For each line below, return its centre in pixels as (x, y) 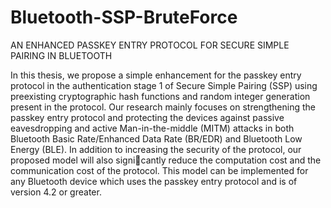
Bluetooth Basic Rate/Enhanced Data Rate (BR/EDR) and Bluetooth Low (156, 138)
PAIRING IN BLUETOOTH (61, 55)
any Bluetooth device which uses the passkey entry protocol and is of (154, 181)
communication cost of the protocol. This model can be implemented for (159, 170)
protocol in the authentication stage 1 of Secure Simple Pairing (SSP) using (164, 85)
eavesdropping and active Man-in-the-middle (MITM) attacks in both (152, 128)
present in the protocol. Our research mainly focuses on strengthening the (163, 107)
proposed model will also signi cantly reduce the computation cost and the (166, 160)
